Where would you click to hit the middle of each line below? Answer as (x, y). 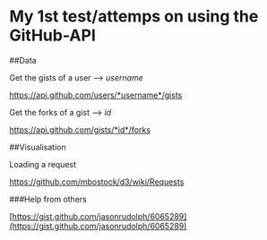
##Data (23, 60)
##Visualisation (38, 147)
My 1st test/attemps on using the (134, 17)
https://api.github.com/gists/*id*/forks (80, 129)
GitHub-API (52, 35)
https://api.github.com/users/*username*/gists (96, 95)
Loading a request (43, 164)
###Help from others (48, 199)
